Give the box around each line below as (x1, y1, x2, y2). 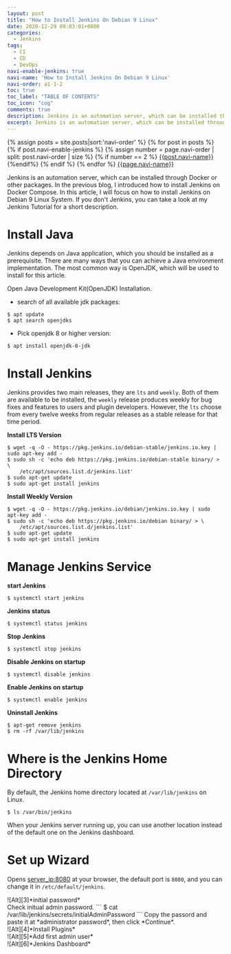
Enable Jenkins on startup (7, 683, 84, 692)
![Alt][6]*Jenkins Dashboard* (7, 940, 91, 948)
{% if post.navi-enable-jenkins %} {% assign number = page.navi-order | (7, 145, 214, 154)
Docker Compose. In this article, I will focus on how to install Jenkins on (7, 187, 211, 196)
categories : (7, 29, 41, 37)
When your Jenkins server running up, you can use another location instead (7, 821, 222, 829)
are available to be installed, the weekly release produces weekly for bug (7, 395, 212, 404)
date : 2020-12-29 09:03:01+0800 (7, 23, 100, 30)
